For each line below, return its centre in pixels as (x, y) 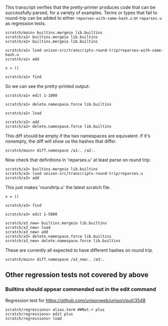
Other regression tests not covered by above (77, 275)
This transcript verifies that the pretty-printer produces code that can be (80, 7)
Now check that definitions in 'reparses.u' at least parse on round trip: (78, 160)
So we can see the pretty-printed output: (47, 86)
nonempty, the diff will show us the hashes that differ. (61, 141)
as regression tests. (26, 23)
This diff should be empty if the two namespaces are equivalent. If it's (78, 136)
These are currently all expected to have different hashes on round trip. (79, 250)
